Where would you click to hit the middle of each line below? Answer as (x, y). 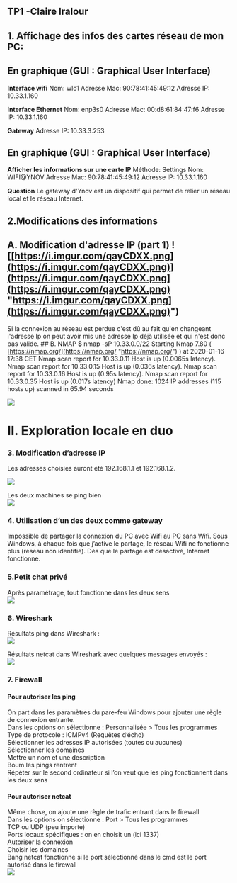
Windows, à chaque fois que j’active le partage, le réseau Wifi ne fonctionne (118, 544)
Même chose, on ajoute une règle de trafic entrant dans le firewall (103, 812)
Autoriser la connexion (40, 842)
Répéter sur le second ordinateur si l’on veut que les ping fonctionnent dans (118, 772)
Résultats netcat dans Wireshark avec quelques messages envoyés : (107, 654)
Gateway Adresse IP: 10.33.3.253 (56, 130)
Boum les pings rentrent (42, 765)
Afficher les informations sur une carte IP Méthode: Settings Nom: (105, 170)
